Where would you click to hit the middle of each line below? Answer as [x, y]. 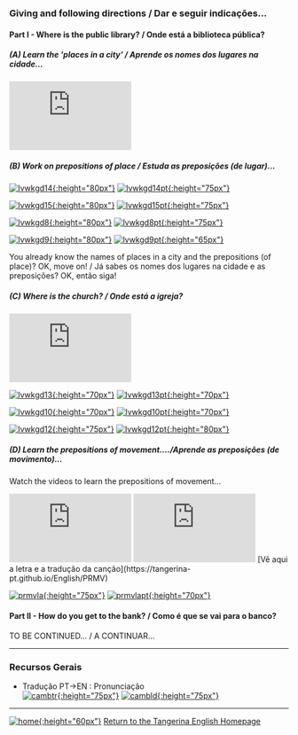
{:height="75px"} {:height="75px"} [138, 695]
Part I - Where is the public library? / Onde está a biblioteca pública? [137, 35]
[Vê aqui [272, 559]
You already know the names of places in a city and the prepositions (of [141, 257]
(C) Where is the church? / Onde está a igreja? [96, 296]
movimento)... [36, 459]
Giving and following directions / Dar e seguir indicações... [138, 13]
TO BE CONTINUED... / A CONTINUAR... [82, 636]
